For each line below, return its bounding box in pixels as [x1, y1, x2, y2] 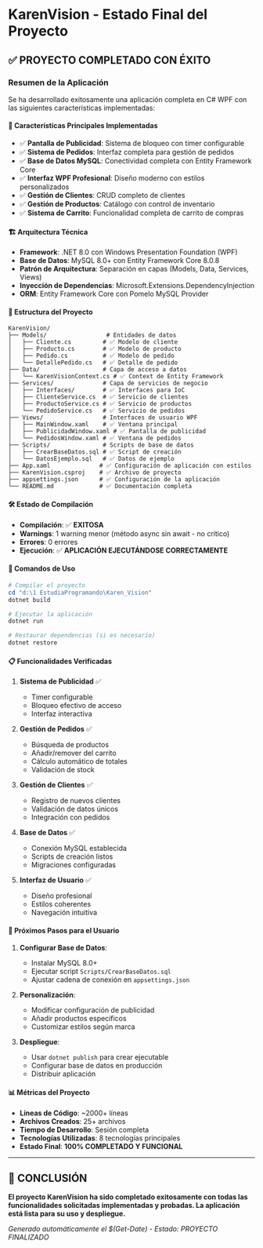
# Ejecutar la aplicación [8, 610, 92, 618]
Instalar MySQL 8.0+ [31, 958, 98, 968]
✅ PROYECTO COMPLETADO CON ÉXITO [8, 53, 211, 67]
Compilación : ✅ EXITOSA [19, 520, 104, 529]
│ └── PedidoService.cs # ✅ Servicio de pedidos [8, 407, 186, 415]
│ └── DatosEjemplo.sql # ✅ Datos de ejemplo [8, 455, 175, 463]
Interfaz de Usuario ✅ [19, 875, 92, 885]
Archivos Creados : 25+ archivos [19, 1116, 126, 1126]
